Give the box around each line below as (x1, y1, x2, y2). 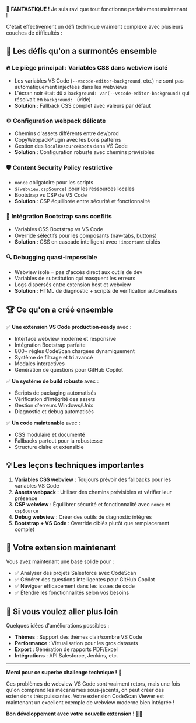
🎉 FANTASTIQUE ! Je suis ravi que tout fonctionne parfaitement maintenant (6, 6, 188, 12)
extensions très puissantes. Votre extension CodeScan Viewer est (6, 693, 164, 700)
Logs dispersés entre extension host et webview (14, 281, 131, 288)
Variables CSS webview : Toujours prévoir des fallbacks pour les (14, 476, 171, 483)
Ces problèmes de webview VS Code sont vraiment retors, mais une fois (6, 680, 180, 687)
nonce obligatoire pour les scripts (14, 179, 94, 186)
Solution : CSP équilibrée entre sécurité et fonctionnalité (14, 198, 150, 205)
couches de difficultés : (6, 29, 63, 36)
